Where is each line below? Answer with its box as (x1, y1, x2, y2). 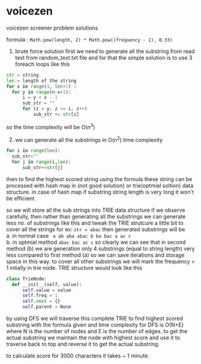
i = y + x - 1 (22, 95, 58, 101)
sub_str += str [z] (32, 112, 79, 118)
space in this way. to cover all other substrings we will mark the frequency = (6, 258, 196, 265)
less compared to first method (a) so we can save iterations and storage (6, 251, 185, 258)
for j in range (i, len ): (11, 159, 71, 165)
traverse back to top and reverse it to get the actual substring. (6, 340, 160, 348)
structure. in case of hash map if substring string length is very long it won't (6, 188, 194, 196)
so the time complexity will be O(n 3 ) (6, 122, 95, 130)
